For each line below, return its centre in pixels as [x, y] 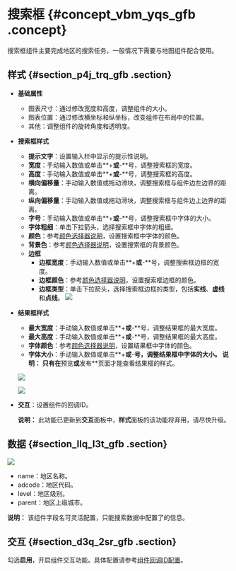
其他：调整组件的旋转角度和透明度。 [81, 126]
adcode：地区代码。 [47, 485]
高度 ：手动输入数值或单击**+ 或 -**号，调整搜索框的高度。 [112, 173]
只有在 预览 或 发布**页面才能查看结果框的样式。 [110, 363]
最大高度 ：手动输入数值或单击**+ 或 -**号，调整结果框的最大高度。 [124, 336]
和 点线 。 [51, 297]
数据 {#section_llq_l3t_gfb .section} [88, 444]
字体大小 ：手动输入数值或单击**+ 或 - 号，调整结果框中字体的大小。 [124, 354]
